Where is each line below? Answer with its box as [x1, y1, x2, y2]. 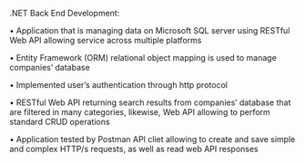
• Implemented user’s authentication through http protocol [9, 80, 228, 90]
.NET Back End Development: [9, 8, 120, 18]
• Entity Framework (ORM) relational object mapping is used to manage [9, 53, 278, 62]
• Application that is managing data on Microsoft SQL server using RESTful [9, 25, 290, 35]
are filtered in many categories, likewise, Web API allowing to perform [9, 107, 270, 117]
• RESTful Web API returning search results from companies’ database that [9, 97, 291, 108]
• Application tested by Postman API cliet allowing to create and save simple [9, 134, 296, 144]
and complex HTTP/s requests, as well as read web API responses [9, 144, 259, 154]
